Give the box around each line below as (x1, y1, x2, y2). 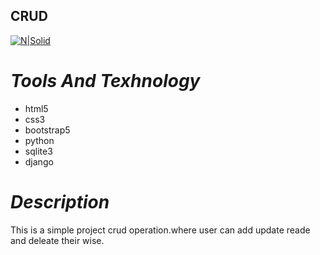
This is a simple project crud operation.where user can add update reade (10, 224, 311, 236)
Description (10, 190, 110, 213)
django (24, 155, 54, 168)
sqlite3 (24, 145, 53, 157)
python (24, 134, 55, 146)
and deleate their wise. (10, 234, 105, 246)
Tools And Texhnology (10, 70, 201, 92)
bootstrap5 (24, 124, 71, 136)
